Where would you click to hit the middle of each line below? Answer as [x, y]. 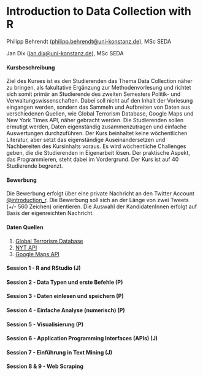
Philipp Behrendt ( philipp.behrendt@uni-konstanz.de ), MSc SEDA [89, 41]
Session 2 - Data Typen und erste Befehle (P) [65, 282]
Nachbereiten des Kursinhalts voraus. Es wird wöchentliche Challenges [96, 146]
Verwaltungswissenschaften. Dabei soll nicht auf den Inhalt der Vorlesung [100, 101]
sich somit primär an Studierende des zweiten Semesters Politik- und [94, 94]
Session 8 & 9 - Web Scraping [45, 366]
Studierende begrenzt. [35, 166]
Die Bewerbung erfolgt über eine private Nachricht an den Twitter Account [101, 194]
